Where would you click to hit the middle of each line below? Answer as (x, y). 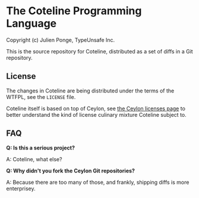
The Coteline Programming (74, 11)
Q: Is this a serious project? (41, 148)
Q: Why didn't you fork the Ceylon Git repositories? (71, 171)
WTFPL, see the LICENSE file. (41, 97)
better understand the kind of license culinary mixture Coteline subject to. (97, 114)
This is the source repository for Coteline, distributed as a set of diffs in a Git (99, 51)
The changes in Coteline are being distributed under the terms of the (90, 91)
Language (31, 23)
